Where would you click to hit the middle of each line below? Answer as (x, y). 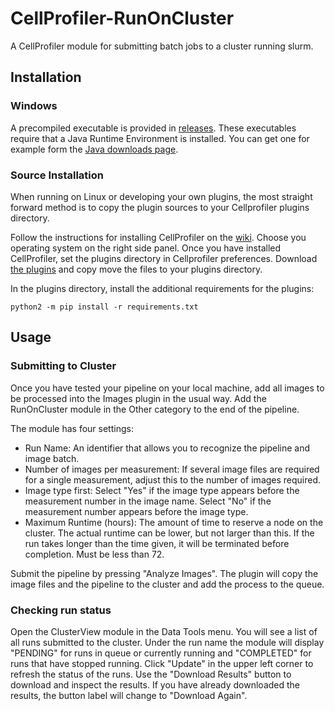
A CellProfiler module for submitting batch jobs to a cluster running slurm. (162, 46)
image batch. (52, 458)
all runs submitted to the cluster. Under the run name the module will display (167, 642)
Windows (34, 106)
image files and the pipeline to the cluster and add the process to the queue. (167, 584)
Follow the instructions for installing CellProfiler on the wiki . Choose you (158, 237)
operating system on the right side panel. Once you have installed (146, 248)
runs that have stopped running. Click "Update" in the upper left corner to (162, 663)
